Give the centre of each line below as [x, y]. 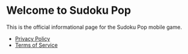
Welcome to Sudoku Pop [68, 10]
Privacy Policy [32, 38]
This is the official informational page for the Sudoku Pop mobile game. [94, 27]
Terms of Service [36, 45]
